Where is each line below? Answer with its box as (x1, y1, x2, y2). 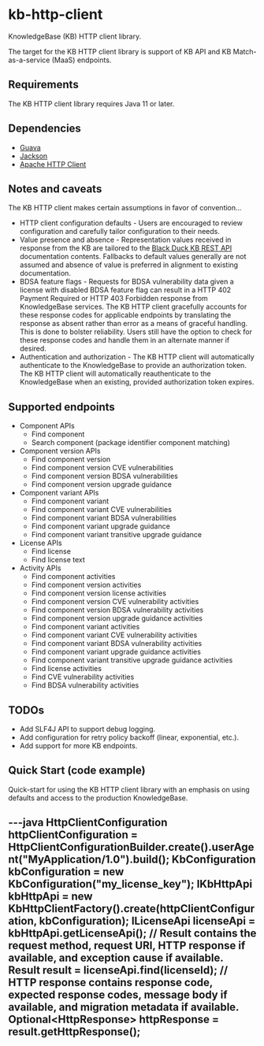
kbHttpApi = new (8, 890, 93, 903)
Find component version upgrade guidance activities (31, 614, 203, 623)
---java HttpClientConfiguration (8, 816, 168, 829)
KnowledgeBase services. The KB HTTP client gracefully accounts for (19, 302, 247, 312)
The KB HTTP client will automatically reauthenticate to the (19, 369, 211, 379)
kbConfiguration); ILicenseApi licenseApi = (39, 914, 256, 928)
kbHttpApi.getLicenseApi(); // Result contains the (8, 927, 257, 940)
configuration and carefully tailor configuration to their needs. (19, 227, 221, 236)
